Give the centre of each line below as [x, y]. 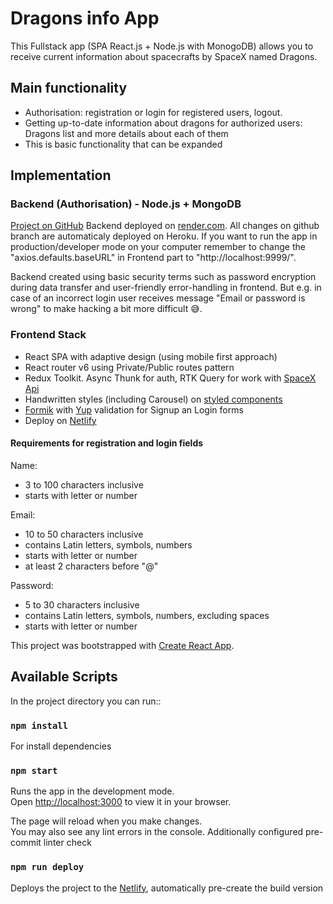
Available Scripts [64, 677]
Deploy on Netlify [60, 420]
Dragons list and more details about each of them [126, 133]
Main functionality [69, 88]
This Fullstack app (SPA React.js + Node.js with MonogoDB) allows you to [162, 46]
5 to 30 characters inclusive [82, 604]
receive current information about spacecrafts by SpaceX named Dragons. [164, 56]
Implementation [61, 175]
